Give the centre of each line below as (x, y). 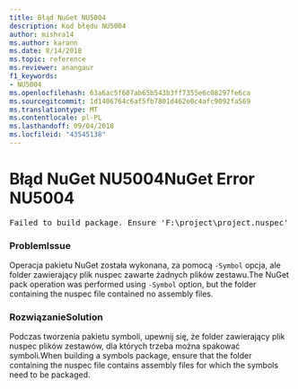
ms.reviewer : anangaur (52, 68)
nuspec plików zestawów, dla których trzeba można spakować (125, 346)
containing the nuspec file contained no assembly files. (111, 294)
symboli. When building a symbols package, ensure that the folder (131, 356)
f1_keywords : (34, 76)
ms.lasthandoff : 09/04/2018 (62, 127)
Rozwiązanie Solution (56, 317)
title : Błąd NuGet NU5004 (57, 18)
